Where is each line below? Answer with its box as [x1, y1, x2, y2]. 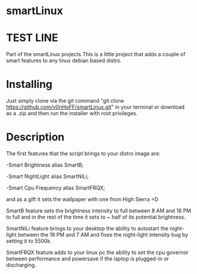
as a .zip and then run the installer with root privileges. [6, 110, 138, 117]
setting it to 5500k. [6, 237, 52, 244]
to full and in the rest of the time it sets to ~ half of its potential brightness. [6, 214, 186, 220]
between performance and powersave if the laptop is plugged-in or [6, 255, 169, 262]
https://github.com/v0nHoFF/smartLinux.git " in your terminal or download [6, 103, 185, 110]
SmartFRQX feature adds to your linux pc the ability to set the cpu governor [6, 249, 189, 256]
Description [6, 131, 65, 144]
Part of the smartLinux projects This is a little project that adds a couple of [6, 51, 186, 58]
